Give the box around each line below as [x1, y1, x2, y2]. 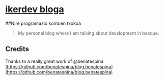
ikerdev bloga [5, 4, 65, 15]
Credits [5, 45, 30, 54]
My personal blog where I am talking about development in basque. [17, 30, 159, 36]
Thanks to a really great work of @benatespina [5, 58, 103, 64]
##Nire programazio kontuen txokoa [5, 20, 81, 26]
